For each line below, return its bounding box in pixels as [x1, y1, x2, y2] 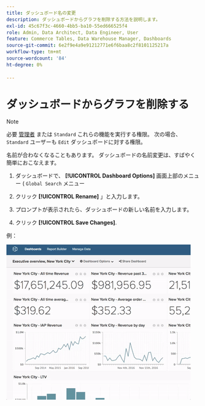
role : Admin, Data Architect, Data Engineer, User [6, 29, 139, 36]
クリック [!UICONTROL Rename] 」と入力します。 [15, 193, 143, 200]
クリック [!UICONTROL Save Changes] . [15, 219, 117, 227]
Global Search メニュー [25, 180, 85, 187]
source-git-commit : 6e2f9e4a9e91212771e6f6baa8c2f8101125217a [6, 42, 169, 49]
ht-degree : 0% [6, 61, 43, 68]
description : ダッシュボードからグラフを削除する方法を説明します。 [6, 16, 161, 23]
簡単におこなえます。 [6, 159, 60, 166]
